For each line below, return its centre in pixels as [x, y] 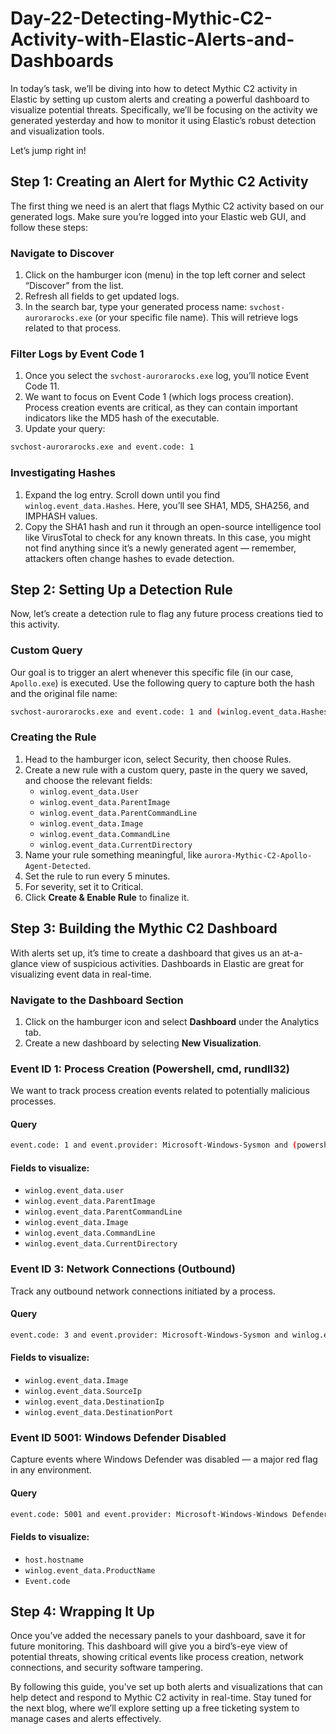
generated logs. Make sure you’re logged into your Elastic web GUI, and [158, 216]
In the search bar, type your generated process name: [136, 307]
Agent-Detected [56, 866]
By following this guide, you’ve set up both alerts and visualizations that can [166, 1687]
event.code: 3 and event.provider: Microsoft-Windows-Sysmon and [149, 1335]
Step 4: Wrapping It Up [82, 1612]
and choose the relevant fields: [88, 780]
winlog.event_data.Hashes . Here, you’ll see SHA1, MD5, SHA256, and [167, 505]
